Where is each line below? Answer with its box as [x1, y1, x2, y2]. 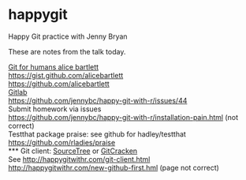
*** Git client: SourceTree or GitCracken [8, 146, 138, 156]
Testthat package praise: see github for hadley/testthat [8, 129, 187, 139]
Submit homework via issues [8, 104, 102, 114]
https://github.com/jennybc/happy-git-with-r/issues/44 [8, 96, 188, 105]
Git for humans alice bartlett [8, 62, 99, 72]
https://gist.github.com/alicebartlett [8, 70, 124, 80]
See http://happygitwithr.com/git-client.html [8, 154, 151, 163]
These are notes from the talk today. [8, 47, 126, 56]
